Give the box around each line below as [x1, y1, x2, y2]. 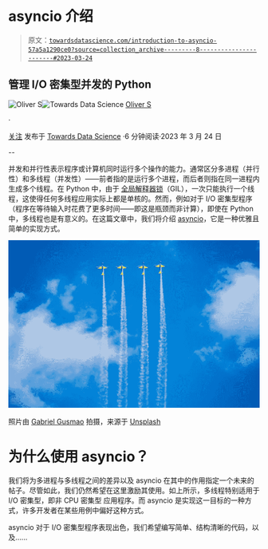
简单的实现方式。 [8, 223, 65, 233]
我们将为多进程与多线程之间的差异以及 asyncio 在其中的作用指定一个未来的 [8, 476, 255, 485]
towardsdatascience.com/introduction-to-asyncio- [49, 37, 218, 45]
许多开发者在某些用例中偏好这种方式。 [22, 505, 148, 515]
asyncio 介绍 [8, 7, 94, 26]
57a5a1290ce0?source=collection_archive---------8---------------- [27, 45, 257, 53]
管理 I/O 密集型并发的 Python [8, 77, 152, 92]
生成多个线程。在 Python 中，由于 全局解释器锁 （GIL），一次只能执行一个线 [8, 184, 255, 193]
